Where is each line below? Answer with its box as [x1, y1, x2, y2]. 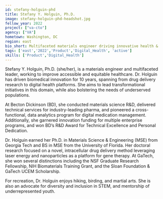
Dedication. [5, 128, 28, 134]
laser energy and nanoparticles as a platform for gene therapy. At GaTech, [5, 153, 154, 159]
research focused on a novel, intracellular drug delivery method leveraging [5, 148, 155, 153]
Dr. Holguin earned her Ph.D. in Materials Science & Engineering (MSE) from [5, 137, 158, 143]
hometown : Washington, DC [5, 35, 58, 40]
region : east [5, 39, 32, 44]
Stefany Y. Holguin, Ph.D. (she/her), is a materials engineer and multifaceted [5, 66, 159, 72]
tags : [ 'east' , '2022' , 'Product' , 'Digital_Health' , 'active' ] [5, 48, 132, 53]
